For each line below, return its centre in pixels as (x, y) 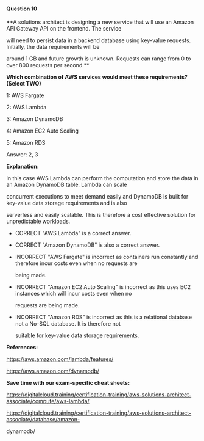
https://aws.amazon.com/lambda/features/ (60, 359)
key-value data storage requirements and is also (67, 203)
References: (22, 348)
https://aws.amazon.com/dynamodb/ (53, 371)
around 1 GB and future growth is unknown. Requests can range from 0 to (99, 59)
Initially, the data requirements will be (53, 47)
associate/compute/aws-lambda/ (48, 401)
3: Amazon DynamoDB (35, 119)
